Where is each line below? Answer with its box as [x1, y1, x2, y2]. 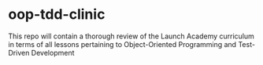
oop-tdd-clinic [8, 5, 106, 23]
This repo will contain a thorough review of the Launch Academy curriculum [8, 31, 254, 41]
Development [31, 48, 75, 57]
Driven [8, 48, 30, 57]
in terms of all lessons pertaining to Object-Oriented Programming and [8, 39, 237, 49]
